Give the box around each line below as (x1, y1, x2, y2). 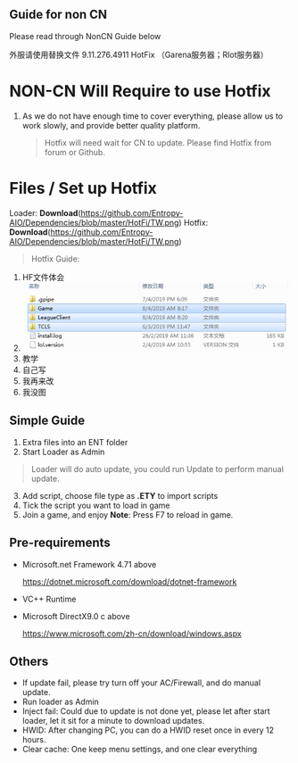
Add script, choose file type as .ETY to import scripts (21, 490, 219, 501)
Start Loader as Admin (21, 446, 105, 457)
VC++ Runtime (21, 593, 77, 604)
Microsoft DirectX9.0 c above (21, 610, 131, 621)
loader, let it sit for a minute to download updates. (21, 716, 205, 726)
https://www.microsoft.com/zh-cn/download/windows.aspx (21, 628, 243, 639)
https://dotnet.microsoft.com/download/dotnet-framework (21, 576, 237, 587)
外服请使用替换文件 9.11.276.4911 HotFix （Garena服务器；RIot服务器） (9, 49, 269, 60)
